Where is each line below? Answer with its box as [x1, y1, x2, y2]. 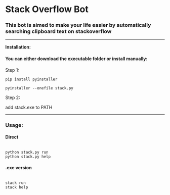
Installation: [5, 44, 31, 50]
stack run [5, 180, 26, 185]
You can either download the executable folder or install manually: [5, 56, 148, 62]
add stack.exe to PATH [5, 104, 53, 110]
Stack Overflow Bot [5, 4, 89, 15]
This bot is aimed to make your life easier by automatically [5, 22, 151, 29]
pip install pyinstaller [5, 77, 58, 82]
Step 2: [5, 94, 20, 101]
